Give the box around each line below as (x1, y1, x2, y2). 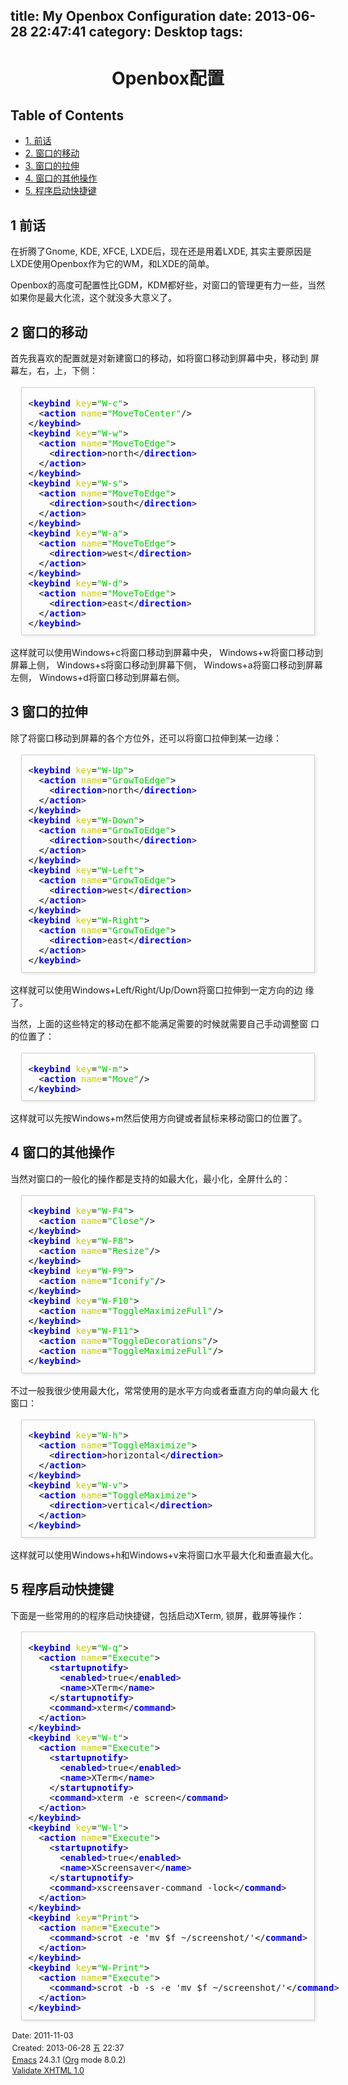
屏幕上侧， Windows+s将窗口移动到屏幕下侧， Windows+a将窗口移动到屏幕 (10, 659, 323, 671)
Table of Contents (10, 107, 125, 124)
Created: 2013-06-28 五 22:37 (11, 2043, 125, 2054)
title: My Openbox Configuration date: (10, 8, 252, 25)
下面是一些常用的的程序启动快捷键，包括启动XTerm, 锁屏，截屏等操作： (10, 1609, 305, 1621)
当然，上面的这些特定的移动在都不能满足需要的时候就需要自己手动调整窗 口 (10, 1017, 320, 1029)
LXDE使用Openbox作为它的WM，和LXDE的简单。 (10, 258, 215, 270)
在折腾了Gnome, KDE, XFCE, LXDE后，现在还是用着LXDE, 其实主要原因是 (10, 245, 312, 258)
